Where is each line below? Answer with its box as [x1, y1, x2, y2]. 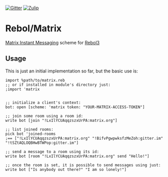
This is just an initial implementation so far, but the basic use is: [5, 68, 138, 74]
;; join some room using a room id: [5, 113, 83, 118]
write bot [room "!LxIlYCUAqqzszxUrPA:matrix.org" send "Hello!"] [5, 154, 150, 159]
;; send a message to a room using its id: [5, 149, 100, 154]
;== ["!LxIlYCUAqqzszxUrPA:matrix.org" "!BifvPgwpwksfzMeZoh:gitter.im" [5, 136, 163, 141]
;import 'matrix [5, 87, 40, 92]
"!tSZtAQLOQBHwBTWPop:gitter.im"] [5, 140, 79, 145]
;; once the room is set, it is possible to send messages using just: [5, 162, 161, 168]
